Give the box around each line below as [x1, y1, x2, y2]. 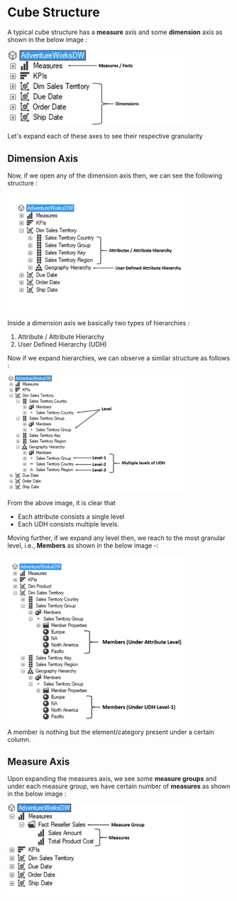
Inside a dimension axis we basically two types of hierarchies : [7, 318, 190, 327]
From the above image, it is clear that [7, 499, 116, 507]
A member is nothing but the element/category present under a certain [7, 728, 215, 736]
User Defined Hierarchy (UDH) [17, 340, 107, 348]
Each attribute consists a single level [17, 512, 125, 521]
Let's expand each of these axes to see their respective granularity [7, 132, 204, 141]
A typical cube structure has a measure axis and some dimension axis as [7, 28, 223, 36]
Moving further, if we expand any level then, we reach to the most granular [7, 534, 226, 542]
